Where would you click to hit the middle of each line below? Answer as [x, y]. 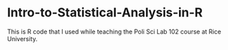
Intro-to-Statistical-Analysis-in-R [105, 13]
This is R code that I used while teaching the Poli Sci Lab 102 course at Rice [114, 32]
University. [22, 38]
